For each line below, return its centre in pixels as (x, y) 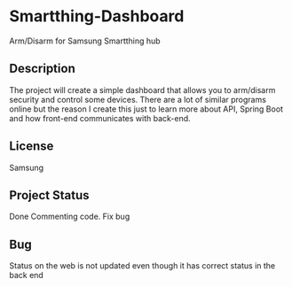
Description (42, 69)
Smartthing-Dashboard (97, 16)
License (32, 147)
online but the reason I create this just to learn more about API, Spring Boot (146, 109)
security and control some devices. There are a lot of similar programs (138, 99)
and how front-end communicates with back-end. (100, 118)
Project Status (50, 195)
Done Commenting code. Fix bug (70, 217)
